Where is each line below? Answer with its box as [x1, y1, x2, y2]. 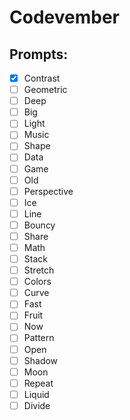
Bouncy [23, 219, 56, 231]
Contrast [23, 72, 61, 84]
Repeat [23, 377, 54, 389]
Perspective [23, 185, 74, 197]
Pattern [23, 332, 55, 344]
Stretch [23, 264, 55, 276]
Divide [23, 399, 51, 411]
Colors [23, 276, 52, 288]
